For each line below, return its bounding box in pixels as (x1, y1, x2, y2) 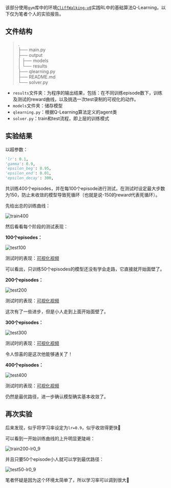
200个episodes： (5, 277, 44, 283)
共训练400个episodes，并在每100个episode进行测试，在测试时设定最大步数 (5, 186, 165, 191)
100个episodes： (5, 234, 42, 240)
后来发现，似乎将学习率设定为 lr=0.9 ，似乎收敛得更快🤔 (5, 424, 121, 431)
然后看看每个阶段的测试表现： (5, 224, 68, 229)
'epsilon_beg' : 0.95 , (5, 166, 52, 171)
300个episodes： (5, 319, 44, 325)
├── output (17, 52, 43, 58)
